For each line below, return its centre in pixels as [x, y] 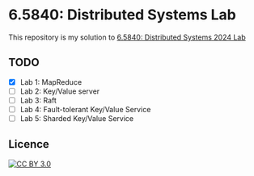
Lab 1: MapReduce [51, 82]
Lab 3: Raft [38, 100]
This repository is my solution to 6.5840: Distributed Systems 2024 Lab [127, 37]
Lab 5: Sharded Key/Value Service [77, 118]
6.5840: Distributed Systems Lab [122, 15]
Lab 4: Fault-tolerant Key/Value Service [85, 109]
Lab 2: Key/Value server [60, 91]
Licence [29, 144]
